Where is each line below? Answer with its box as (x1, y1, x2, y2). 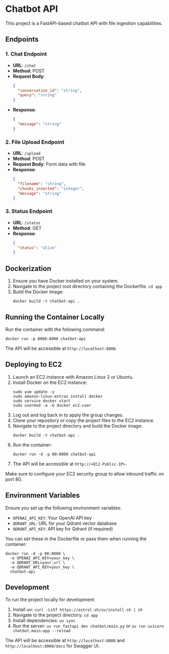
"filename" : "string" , (17, 181, 66, 186)
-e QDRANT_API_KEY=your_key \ (10, 564, 74, 570)
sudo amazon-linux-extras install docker (12, 394, 103, 399)
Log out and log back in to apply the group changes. (12, 412, 124, 418)
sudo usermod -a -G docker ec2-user (12, 402, 91, 408)
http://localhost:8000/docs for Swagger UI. (5, 643, 100, 649)
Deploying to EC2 (5, 360, 62, 369)
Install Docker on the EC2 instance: (12, 379, 87, 385)
